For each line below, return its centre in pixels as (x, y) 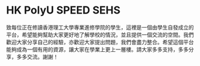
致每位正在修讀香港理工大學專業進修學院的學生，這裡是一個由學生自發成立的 (100, 27)
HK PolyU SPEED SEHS (63, 10)
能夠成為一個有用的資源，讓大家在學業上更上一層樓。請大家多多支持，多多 (97, 49)
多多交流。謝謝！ (37, 57)
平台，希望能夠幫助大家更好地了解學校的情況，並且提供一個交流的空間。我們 (100, 34)
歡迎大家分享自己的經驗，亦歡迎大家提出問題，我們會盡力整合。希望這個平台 (100, 42)
